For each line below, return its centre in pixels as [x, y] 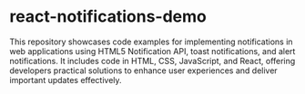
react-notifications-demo [108, 17]
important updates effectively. [66, 80]
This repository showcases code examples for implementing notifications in [151, 42]
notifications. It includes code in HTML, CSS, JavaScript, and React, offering [152, 61]
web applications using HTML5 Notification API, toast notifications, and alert [152, 51]
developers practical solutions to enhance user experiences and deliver [143, 70]
